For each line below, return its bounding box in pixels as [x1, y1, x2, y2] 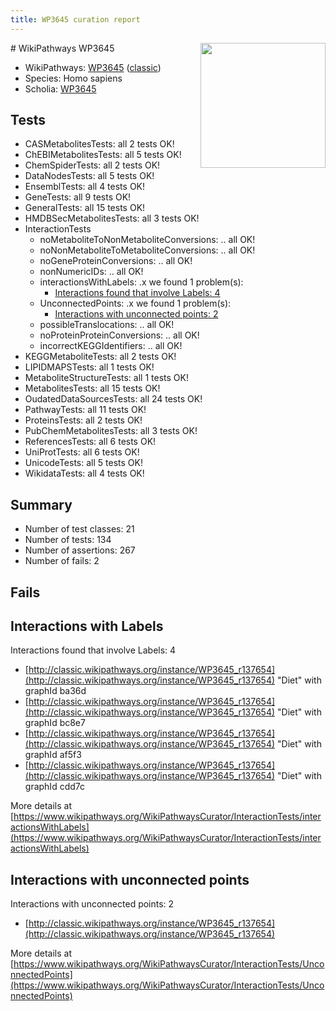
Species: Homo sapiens [24, 72, 123, 84]
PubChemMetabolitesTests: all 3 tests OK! [24, 425, 198, 437]
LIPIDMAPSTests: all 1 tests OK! [24, 361, 155, 373]
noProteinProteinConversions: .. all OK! [39, 329, 200, 341]
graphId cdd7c [24, 781, 85, 793]
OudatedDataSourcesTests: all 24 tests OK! [24, 393, 203, 405]
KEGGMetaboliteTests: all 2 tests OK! [24, 351, 177, 363]
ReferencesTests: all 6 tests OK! [24, 436, 157, 448]
